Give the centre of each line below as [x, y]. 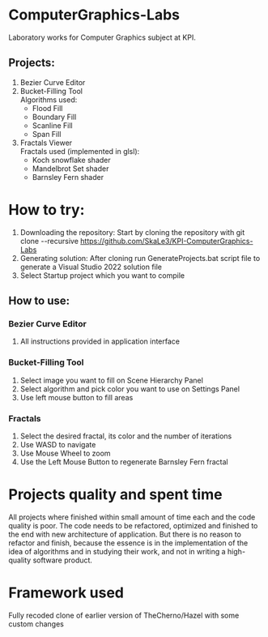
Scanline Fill [52, 125]
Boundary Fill [54, 117]
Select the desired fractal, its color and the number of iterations [126, 436]
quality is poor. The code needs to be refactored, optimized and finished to [133, 525]
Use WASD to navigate [58, 444]
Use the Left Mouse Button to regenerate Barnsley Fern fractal [124, 462]
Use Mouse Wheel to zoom [65, 453]
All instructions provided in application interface [100, 341]
